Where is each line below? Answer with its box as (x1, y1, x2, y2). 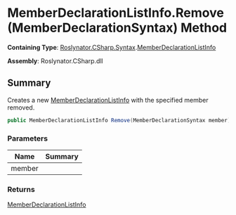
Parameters (7, 133, 48, 143)
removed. (7, 103, 35, 112)
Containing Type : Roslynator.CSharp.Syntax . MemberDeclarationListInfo (7, 43, 216, 51)
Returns (7, 184, 35, 194)
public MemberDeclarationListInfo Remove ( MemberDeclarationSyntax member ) (7, 117, 231, 124)
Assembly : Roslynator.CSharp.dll (7, 56, 103, 65)
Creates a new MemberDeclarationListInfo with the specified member (7, 96, 209, 104)
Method (180, 20, 228, 36)
